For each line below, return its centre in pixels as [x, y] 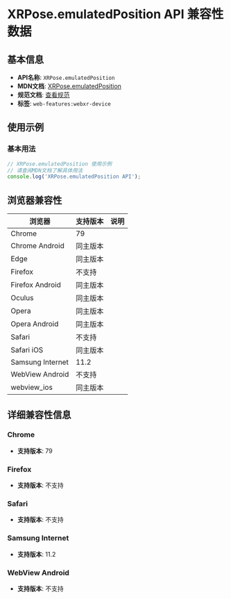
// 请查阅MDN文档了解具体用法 [45, 170]
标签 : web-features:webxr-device [64, 104]
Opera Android [35, 324]
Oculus [22, 298]
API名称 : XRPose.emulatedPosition [66, 77]
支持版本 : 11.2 [36, 554]
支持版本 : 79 [35, 451]
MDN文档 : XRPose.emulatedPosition [69, 86]
